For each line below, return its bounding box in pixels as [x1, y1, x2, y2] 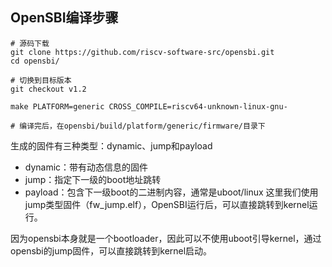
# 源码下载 [10, 38, 50, 48]
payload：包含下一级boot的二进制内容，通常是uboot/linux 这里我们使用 [24, 186, 319, 198]
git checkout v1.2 [10, 84, 87, 94]
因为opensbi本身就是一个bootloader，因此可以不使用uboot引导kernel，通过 [10, 232, 322, 244]
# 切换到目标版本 [10, 75, 72, 85]
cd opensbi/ [10, 56, 60, 66]
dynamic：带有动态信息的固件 [24, 161, 149, 173]
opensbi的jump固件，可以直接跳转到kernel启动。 [10, 244, 213, 257]
